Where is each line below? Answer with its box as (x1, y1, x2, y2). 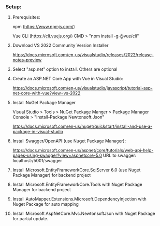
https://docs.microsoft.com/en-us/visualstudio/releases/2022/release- (12, 52, 154, 58)
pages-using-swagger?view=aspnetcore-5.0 (12, 152, 102, 158)
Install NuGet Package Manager (12, 100, 76, 105)
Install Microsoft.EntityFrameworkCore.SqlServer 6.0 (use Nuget (12, 167, 141, 173)
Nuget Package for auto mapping (12, 201, 79, 207)
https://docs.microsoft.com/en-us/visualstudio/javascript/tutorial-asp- (12, 85, 153, 91)
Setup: (5, 3, 22, 10)
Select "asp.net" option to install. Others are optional (12, 66, 117, 72)
